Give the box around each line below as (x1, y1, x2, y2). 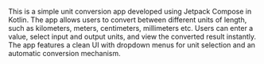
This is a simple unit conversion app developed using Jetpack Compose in (8, 7, 252, 16)
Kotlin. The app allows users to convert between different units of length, (8, 15, 247, 24)
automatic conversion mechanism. (8, 49, 121, 58)
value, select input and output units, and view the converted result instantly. (8, 32, 257, 41)
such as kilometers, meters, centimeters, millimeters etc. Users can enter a (8, 24, 254, 32)
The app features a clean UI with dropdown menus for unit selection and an (8, 40, 256, 50)
